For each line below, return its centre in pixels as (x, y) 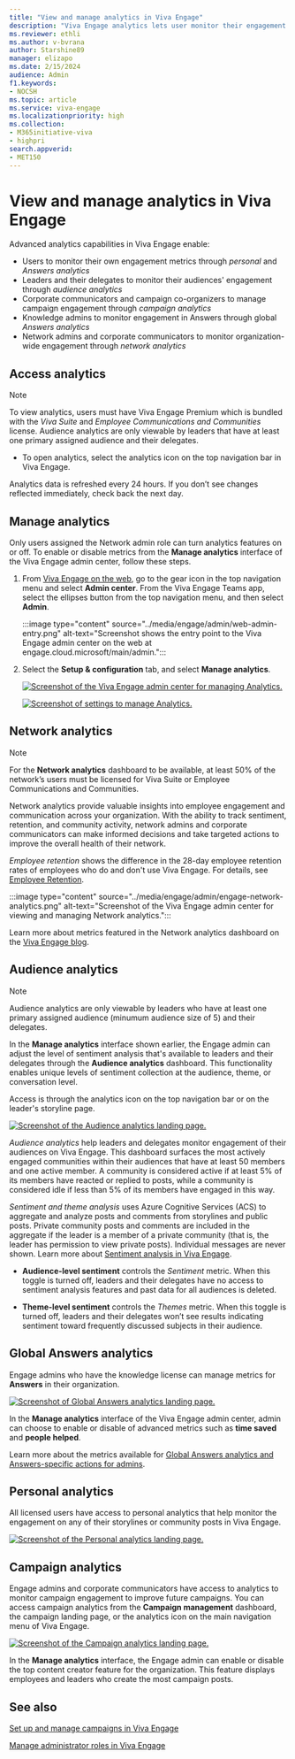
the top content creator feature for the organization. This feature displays (142, 1670)
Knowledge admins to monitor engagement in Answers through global (149, 318)
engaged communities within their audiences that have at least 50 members (147, 1161)
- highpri (27, 141)
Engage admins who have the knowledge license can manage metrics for (142, 1375)
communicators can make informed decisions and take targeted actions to (144, 833)
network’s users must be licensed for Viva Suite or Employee (120, 779)
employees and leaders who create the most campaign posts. (121, 1679)
